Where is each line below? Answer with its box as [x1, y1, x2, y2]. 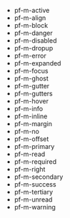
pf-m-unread [14, 195, 53, 204]
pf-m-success [14, 180, 56, 188]
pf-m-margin [14, 120, 52, 128]
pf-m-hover [14, 97, 49, 105]
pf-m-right [14, 165, 46, 173]
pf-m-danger [14, 28, 54, 37]
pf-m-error [14, 51, 46, 60]
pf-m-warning [14, 203, 56, 211]
